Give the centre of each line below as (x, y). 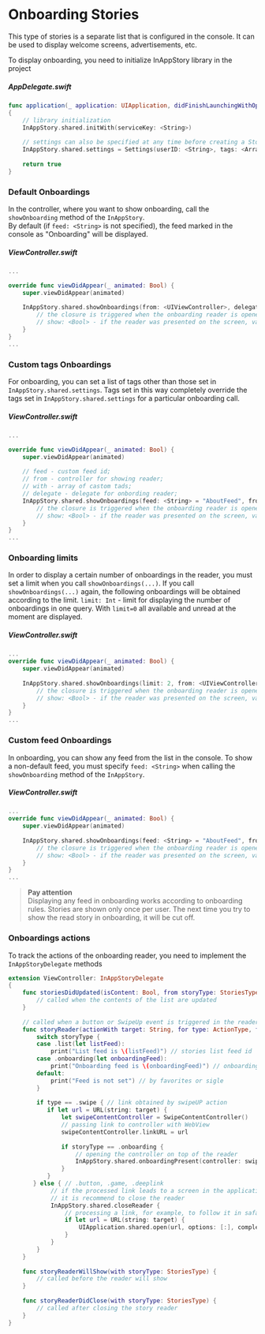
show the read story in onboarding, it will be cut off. (111, 917)
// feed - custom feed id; (67, 472)
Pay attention (50, 892)
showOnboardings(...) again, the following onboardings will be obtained (124, 592)
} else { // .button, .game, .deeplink (98, 1184)
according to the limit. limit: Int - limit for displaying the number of (119, 600)
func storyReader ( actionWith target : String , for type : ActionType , (137, 1029)
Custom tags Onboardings (60, 364)
